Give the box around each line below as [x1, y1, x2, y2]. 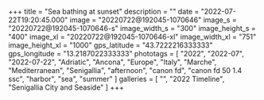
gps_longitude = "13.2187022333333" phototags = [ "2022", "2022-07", [8, 49, 244, 58]
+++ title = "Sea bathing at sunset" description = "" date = [8, 7, 200, 16]
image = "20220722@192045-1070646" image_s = [69, 15, 237, 25]
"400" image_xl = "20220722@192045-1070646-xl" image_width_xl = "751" [8, 32, 257, 41]
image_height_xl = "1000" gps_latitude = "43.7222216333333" [8, 40, 213, 50]
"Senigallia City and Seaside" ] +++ [8, 83, 125, 92]
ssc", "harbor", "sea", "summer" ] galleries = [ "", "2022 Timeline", [8, 75, 225, 83]
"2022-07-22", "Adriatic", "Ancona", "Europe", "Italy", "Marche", [8, 57, 217, 67]
